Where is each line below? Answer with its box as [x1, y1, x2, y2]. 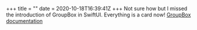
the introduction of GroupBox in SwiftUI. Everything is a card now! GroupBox [6, 11, 191, 18]
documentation [6, 18, 43, 24]
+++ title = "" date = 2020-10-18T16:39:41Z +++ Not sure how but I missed [6, 5, 188, 12]
